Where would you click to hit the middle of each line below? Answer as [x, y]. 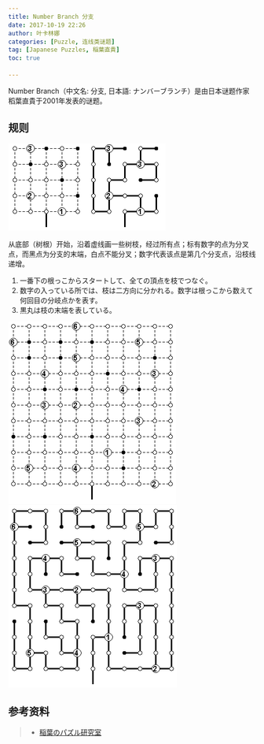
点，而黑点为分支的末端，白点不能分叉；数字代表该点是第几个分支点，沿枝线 [132, 254]
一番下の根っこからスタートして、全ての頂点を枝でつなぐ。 [115, 281]
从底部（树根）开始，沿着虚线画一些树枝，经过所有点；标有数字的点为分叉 [128, 244]
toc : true [24, 58]
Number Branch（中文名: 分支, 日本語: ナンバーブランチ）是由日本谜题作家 [129, 91]
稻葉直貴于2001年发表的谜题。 [57, 100]
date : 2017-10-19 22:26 [47, 25]
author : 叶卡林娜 [34, 33]
